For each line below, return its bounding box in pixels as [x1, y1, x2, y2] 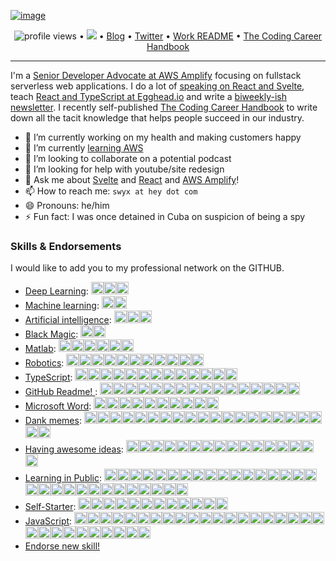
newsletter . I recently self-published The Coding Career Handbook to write [10, 101, 318, 113]
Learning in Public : [24, 472, 103, 484]
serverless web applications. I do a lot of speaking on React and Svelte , [10, 80, 305, 92]
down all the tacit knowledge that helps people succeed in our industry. [10, 112, 305, 124]
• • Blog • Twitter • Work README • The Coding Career [78, 30, 323, 42]
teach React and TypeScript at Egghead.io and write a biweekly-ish [10, 91, 288, 102]
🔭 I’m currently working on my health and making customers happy [24, 131, 302, 143]
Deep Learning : [24, 285, 89, 297]
